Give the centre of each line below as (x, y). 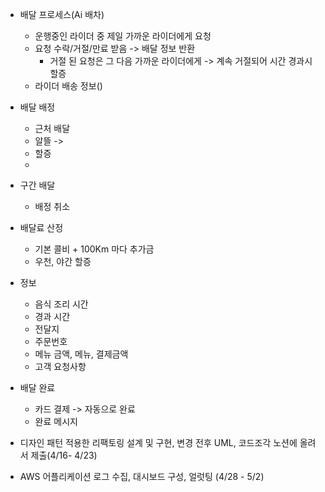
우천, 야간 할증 (63, 261)
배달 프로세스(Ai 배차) (62, 14)
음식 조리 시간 (61, 304)
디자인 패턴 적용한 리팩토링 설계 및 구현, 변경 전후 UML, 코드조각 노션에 (158, 442)
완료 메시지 (56, 421)
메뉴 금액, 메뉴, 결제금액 (81, 354)
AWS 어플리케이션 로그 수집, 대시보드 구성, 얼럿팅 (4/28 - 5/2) (142, 476)
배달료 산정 (41, 227)
